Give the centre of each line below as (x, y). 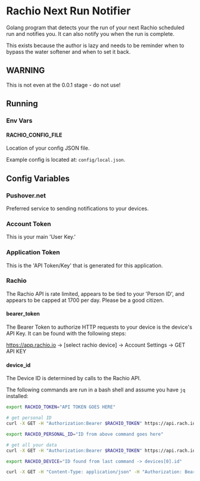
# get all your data (32, 445)
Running (22, 104)
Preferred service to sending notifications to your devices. (77, 208)
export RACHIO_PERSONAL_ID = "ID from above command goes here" (85, 434)
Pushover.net (26, 195)
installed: (17, 396)
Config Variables (38, 178)
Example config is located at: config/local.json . (66, 160)
